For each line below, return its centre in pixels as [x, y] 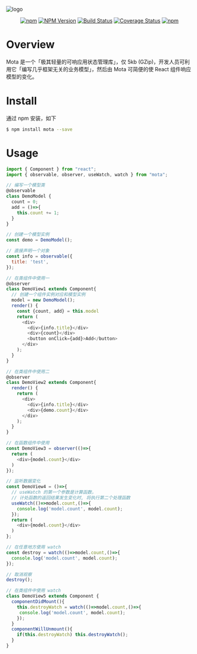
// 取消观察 [19, 574]
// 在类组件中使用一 [28, 278]
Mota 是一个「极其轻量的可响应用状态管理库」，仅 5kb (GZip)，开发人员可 [96, 62]
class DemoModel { [29, 196]
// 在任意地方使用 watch [33, 547]
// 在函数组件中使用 [28, 443]
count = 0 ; [25, 202]
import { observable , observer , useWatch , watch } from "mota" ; [87, 174]
